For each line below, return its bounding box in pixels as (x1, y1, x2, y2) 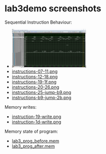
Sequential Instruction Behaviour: (4, 19, 72, 25)
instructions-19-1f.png (11, 79, 57, 85)
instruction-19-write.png (11, 114, 62, 120)
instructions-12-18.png (11, 73, 58, 79)
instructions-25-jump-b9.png (11, 89, 71, 95)
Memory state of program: (4, 128, 58, 134)
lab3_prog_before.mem (11, 138, 60, 144)
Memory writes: (4, 104, 37, 110)
